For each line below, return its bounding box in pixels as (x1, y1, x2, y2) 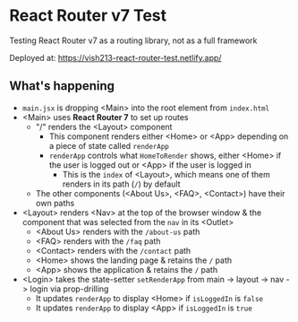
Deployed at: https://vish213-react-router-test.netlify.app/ (9, 52, 222, 63)
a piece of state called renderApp (48, 140, 170, 151)
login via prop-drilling (30, 283, 109, 294)
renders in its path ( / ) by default (62, 178, 181, 189)
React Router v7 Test (9, 5, 167, 26)
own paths (35, 197, 75, 208)
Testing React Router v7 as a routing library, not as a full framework (9, 35, 258, 46)
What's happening (9, 78, 115, 94)
